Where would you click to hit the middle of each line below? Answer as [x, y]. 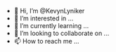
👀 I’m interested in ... [44, 18]
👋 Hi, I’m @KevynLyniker [49, 11]
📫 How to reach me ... [46, 41]
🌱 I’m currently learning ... [51, 26]
